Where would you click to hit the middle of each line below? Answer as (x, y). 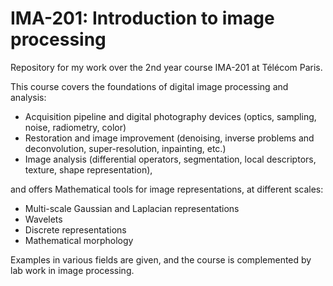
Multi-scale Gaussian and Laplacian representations (132, 208)
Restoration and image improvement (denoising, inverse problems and (169, 138)
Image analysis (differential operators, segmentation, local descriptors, (170, 159)
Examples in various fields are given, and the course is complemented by (161, 259)
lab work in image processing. (72, 270)
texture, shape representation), (88, 169)
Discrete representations (75, 229)
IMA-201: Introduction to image (142, 18)
